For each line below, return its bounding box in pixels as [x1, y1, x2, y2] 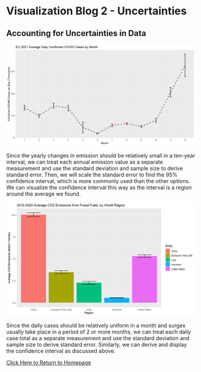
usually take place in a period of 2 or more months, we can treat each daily [6, 328, 191, 335]
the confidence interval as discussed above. [6, 347, 116, 355]
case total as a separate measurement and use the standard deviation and [6, 334, 190, 341]
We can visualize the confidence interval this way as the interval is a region [6, 184, 192, 191]
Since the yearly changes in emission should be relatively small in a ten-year [6, 152, 196, 160]
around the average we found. [6, 190, 81, 197]
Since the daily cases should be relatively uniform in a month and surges [6, 322, 186, 329]
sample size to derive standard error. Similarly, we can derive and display [6, 341, 187, 348]
